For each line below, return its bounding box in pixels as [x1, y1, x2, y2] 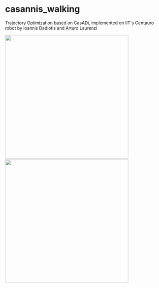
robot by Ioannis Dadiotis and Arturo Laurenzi [5, 25, 97, 31]
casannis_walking [5, 3, 80, 15]
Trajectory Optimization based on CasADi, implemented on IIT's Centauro [5, 20, 154, 26]
